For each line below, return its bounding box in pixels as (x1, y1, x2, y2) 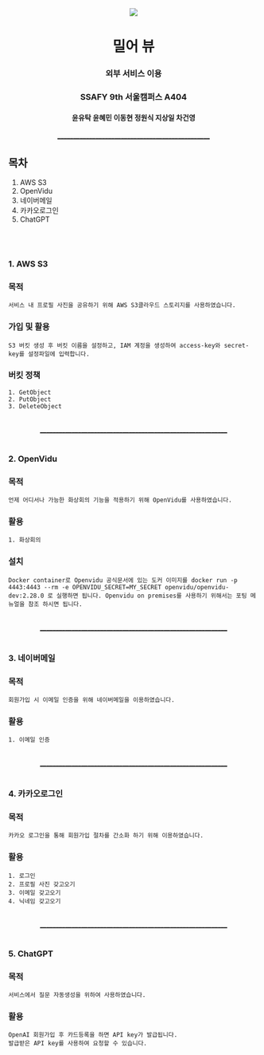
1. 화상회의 (8, 536, 41, 545)
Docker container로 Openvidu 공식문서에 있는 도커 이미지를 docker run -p (8, 576, 238, 585)
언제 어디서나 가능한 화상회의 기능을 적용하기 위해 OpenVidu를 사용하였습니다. (8, 496, 232, 505)
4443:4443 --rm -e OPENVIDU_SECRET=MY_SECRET (8, 583, 161, 591)
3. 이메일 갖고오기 (8, 888, 61, 896)
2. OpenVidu (8, 453, 58, 464)
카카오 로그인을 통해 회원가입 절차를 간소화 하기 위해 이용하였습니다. (8, 832, 204, 840)
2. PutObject (8, 395, 52, 403)
